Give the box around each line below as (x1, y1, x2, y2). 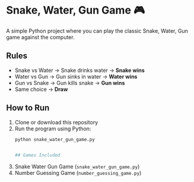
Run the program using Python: (14, 125, 91, 132)
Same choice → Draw (14, 86, 68, 93)
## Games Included (14, 152, 61, 158)
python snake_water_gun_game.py (14, 136, 95, 142)
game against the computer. (6, 33, 75, 40)
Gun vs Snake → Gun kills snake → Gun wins (14, 79, 125, 86)
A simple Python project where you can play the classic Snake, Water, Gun (6, 27, 188, 34)
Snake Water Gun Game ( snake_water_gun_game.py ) (14, 163, 140, 170)
